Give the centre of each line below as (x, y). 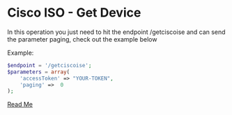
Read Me (20, 105)
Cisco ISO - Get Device (74, 13)
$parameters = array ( (39, 72)
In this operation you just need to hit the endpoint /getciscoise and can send (116, 32)
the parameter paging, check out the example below (82, 39)
